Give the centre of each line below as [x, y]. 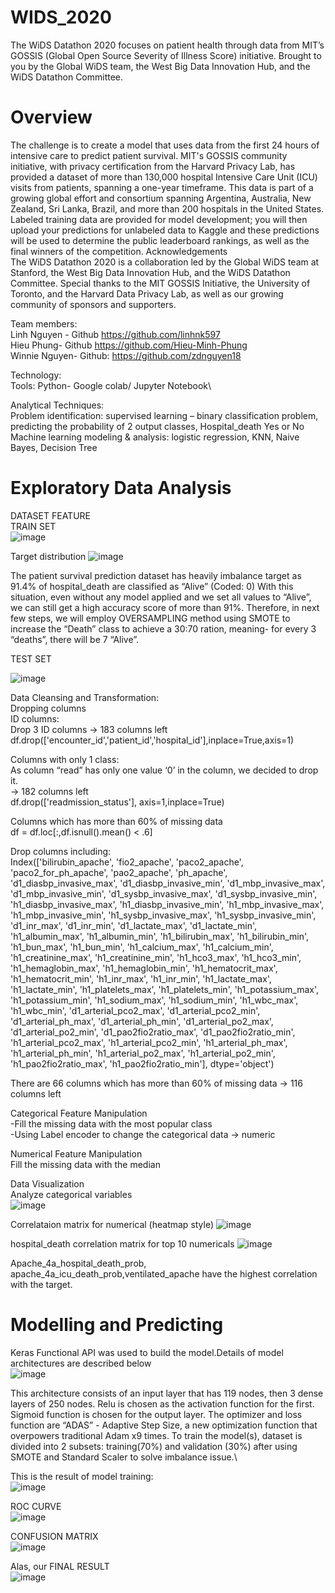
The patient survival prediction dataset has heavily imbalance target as [156, 575]
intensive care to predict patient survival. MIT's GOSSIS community [149, 155]
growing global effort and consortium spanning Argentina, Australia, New [161, 198]
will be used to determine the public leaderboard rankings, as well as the [160, 240]
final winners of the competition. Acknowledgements [119, 251]
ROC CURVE [36, 1506]
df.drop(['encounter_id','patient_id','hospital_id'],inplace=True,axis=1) [152, 740]
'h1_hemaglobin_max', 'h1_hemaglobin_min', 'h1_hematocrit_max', [144, 968]
